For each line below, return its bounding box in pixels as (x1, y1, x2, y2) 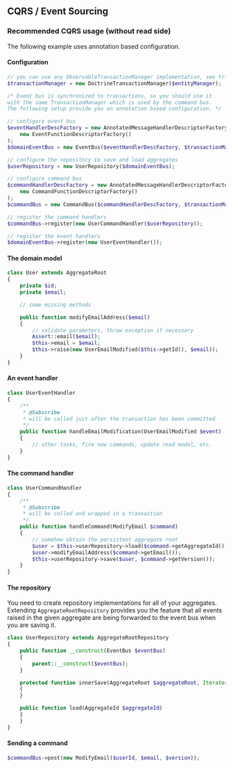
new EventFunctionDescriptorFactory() (19, 131, 132, 138)
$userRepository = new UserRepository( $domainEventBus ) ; (7, 162, 175, 169)
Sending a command (7, 739, 68, 747)
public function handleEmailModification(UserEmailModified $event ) (19, 428, 222, 435)
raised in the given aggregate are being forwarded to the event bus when (7, 614, 216, 622)
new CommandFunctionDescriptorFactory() (19, 188, 138, 195)
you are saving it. (7, 621, 57, 629)
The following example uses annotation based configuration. (7, 42, 180, 51)
